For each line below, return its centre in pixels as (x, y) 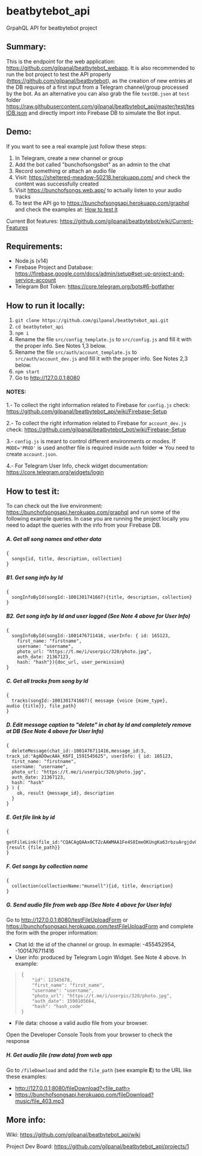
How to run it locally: (46, 305)
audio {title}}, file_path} (41, 706)
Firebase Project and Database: (54, 268)
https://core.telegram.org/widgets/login (55, 472)
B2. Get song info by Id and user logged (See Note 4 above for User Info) (98, 616)
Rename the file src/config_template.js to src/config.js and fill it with (103, 339)
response (18, 1041)
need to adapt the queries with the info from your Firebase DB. (84, 525)
